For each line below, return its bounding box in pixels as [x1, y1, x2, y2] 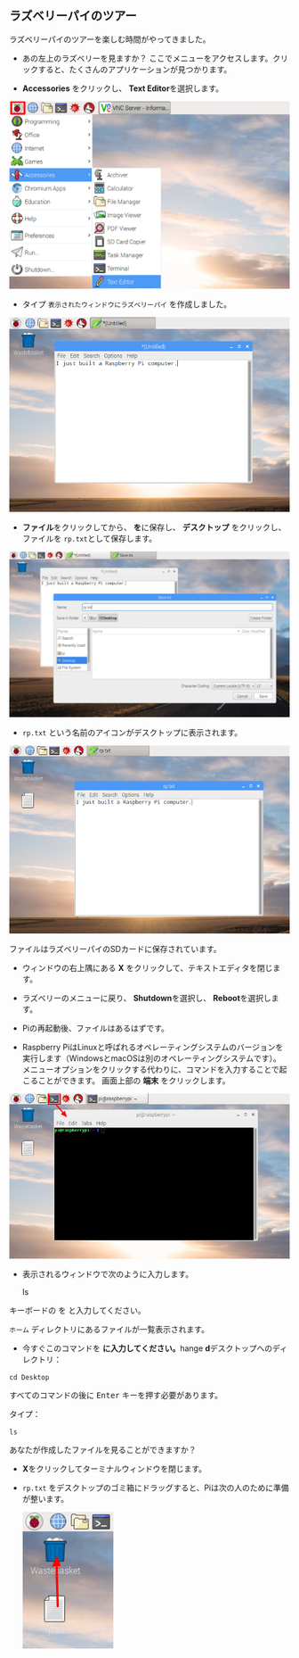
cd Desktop [9, 1372, 50, 1381]
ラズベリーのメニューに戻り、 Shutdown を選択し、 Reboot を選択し [21, 993, 271, 1004]
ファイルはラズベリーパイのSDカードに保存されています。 [9, 944, 222, 955]
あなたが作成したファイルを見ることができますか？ [9, 1444, 197, 1455]
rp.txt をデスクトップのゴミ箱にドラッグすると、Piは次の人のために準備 [21, 1482, 289, 1493]
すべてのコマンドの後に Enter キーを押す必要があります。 [9, 1389, 223, 1400]
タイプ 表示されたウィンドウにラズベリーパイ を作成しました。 [21, 299, 232, 310]
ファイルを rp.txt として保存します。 [21, 534, 158, 544]
